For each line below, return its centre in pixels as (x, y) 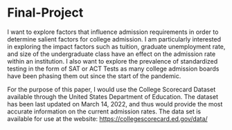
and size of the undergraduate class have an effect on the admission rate (111, 54)
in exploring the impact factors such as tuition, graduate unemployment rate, (116, 46)
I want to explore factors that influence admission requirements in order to (113, 32)
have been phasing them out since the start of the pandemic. (94, 76)
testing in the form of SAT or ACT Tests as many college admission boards (113, 68)
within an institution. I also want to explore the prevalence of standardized (113, 61)
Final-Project (45, 13)
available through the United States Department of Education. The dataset (113, 96)
